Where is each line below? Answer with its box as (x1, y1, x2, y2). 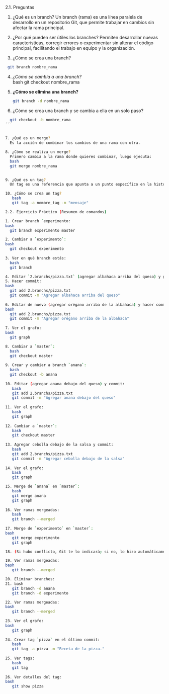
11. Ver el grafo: (5, 405, 44, 410)
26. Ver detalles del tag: (5, 674, 62, 679)
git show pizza (12, 684, 44, 689)
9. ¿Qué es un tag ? (5, 177, 46, 183)
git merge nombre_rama (10, 163, 57, 168)
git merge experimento (12, 535, 59, 540)
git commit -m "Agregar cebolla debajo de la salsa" (12, 456, 125, 461)
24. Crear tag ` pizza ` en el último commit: (5, 637, 100, 642)
